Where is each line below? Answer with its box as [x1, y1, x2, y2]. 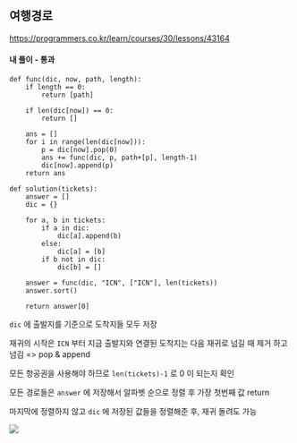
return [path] [41, 90, 94, 100]
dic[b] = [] [56, 263, 102, 272]
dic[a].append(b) [56, 232, 123, 241]
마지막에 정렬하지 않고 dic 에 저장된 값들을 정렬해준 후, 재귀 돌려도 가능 [9, 406, 258, 417]
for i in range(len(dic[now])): [25, 138, 146, 147]
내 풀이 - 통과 [9, 55, 55, 65]
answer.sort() [25, 286, 78, 295]
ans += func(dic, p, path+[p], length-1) [41, 153, 199, 163]
